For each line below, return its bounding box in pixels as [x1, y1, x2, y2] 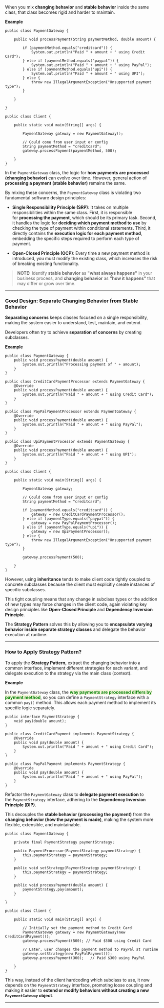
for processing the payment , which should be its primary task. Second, [12, 215, 157, 220]
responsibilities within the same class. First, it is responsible [12, 210, 133, 215]
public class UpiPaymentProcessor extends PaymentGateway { [5, 439, 130, 444]
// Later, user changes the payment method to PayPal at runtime [22, 947, 159, 952]
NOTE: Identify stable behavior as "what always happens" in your [17, 270, 153, 276]
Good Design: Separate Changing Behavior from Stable [5, 297, 138, 304]
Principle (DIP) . [5, 802, 37, 808]
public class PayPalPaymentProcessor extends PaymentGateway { [5, 409, 137, 414]
